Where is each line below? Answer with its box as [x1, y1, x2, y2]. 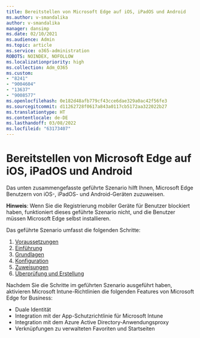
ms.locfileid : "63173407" [6, 126, 71, 132]
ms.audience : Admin [6, 37, 55, 43]
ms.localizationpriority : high [6, 59, 84, 65]
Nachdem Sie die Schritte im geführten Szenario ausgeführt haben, [6, 281, 172, 288]
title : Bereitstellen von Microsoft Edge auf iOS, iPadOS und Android [6, 8, 186, 15]
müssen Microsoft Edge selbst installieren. [6, 215, 111, 222]
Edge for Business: [6, 294, 53, 301]
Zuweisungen [14, 263, 49, 270]
